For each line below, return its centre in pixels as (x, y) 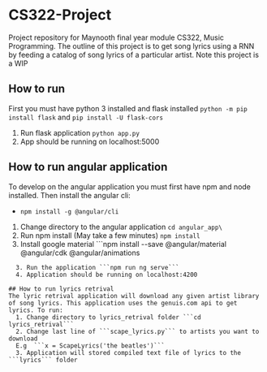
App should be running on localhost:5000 (90, 141)
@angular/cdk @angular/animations (80, 253)
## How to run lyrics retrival (61, 289)
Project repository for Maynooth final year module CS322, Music (116, 37)
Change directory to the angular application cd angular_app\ (121, 227)
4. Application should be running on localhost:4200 (107, 275)
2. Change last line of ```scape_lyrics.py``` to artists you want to (138, 331)
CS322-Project (60, 15)
